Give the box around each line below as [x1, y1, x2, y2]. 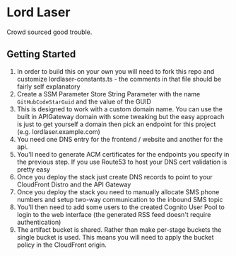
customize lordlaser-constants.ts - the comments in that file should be [16, 74, 222, 83]
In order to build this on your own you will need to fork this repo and [16, 67, 215, 75]
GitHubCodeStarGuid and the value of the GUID [16, 97, 151, 106]
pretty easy [16, 165, 51, 174]
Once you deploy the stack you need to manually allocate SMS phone [16, 187, 220, 196]
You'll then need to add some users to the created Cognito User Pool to [16, 203, 225, 211]
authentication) [16, 218, 61, 226]
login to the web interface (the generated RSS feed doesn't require [16, 210, 211, 218]
